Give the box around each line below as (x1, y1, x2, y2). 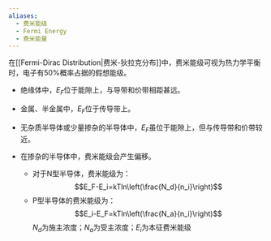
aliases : (8, 11, 38, 20)
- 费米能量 (15, 34, 48, 43)
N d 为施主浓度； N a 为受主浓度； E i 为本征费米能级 (32, 222, 192, 234)
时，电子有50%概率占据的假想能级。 (8, 68, 131, 78)
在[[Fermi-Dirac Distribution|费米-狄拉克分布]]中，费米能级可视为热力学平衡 (8, 58, 261, 67)
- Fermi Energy (15, 27, 67, 35)
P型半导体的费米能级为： (32, 196, 116, 205)
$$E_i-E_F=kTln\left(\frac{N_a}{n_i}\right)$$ (74, 209, 223, 218)
